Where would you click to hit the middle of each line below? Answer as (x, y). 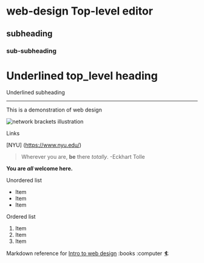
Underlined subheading (36, 93)
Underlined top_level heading (82, 75)
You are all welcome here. (39, 168)
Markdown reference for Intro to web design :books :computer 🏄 (87, 253)
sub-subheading (31, 51)
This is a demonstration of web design (54, 110)
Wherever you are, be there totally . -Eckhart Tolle (83, 157)
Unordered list (24, 181)
